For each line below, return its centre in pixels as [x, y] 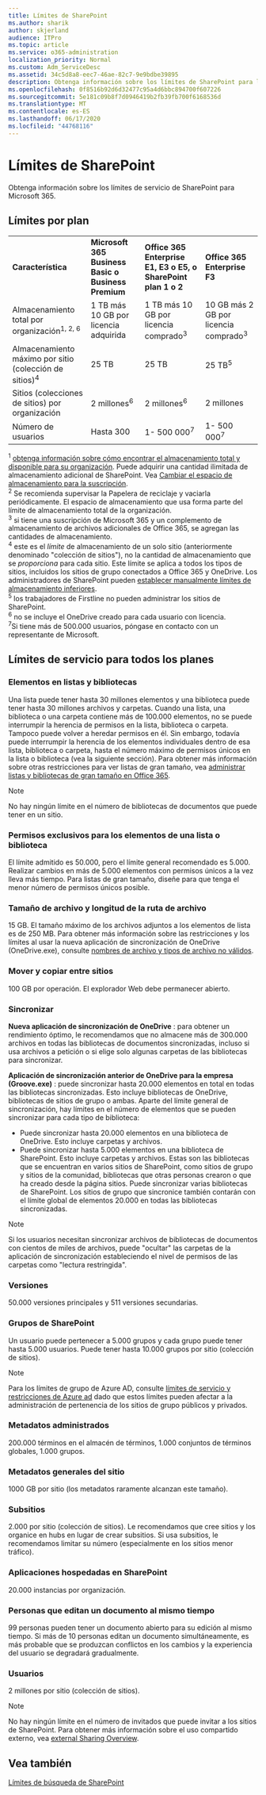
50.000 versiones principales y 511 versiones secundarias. [103, 1302]
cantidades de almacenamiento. [61, 537]
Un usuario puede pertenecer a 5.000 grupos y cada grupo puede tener [125, 1340]
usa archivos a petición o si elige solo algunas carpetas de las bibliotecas [128, 1051]
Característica [40, 267]
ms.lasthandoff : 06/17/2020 [55, 119]
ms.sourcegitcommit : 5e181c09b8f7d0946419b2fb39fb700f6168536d [115, 97]
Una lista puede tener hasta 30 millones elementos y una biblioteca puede [129, 700]
